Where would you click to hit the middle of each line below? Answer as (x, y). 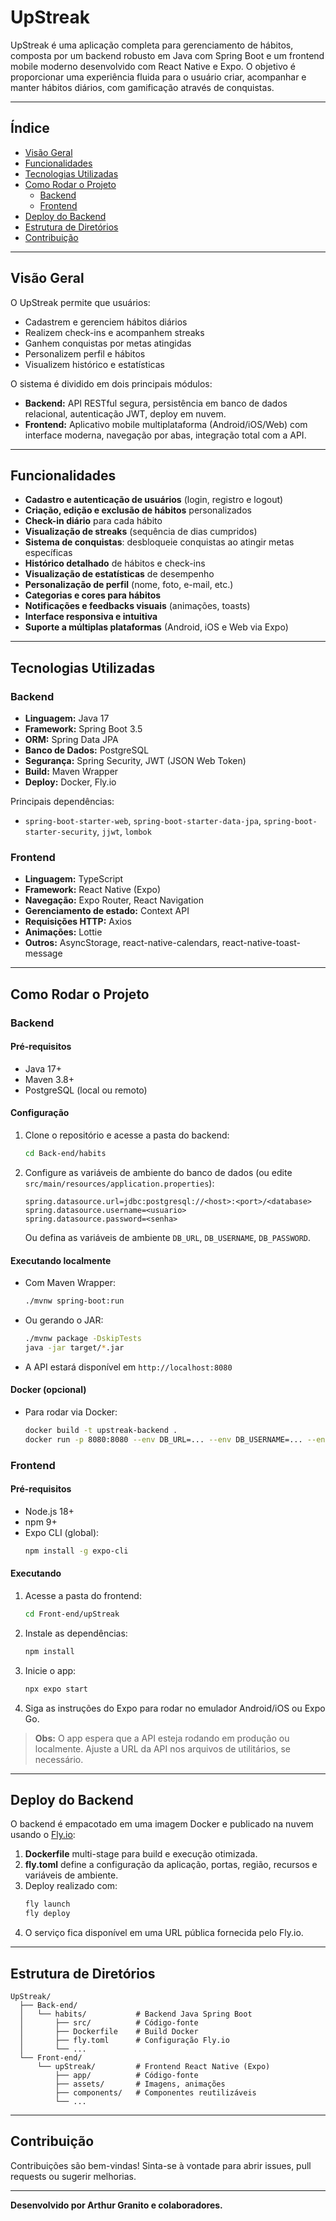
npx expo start (56, 1689)
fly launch (47, 1904)
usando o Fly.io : (43, 1835)
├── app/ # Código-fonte (126, 2075)
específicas (48, 553)
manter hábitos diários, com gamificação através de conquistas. (142, 87)
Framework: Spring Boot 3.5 (83, 729)
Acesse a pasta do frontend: (83, 1595)
